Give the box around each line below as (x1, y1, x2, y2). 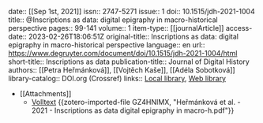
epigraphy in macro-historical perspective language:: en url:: (8, 40, 205, 50)
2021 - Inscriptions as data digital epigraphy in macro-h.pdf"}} (31, 106, 235, 115)
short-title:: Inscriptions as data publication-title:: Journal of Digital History (8, 57, 250, 66)
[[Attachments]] (19, 89, 72, 98)
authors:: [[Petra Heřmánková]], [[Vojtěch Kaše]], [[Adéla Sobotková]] (8, 65, 235, 74)
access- (225, 24, 253, 32)
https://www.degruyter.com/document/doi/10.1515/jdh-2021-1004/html (8, 49, 238, 58)
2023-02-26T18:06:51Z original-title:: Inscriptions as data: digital (28, 32, 239, 41)
